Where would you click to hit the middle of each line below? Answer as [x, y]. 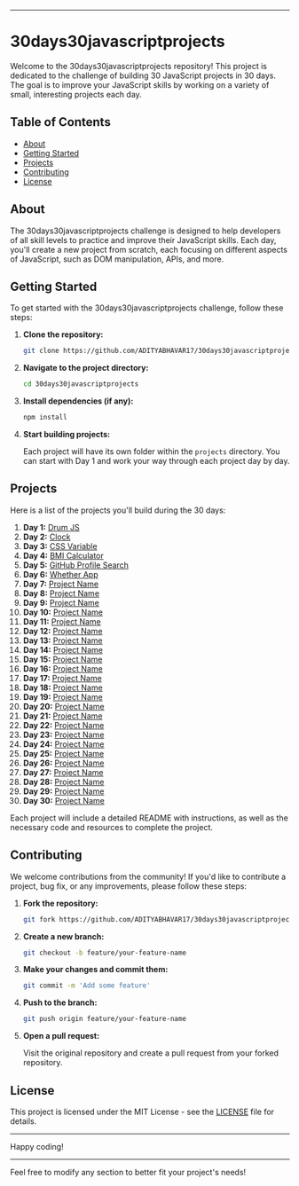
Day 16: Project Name [63, 668]
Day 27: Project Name [63, 772]
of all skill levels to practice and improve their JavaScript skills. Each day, [143, 240]
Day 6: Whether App [60, 574]
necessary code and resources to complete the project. [112, 827]
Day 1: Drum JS [51, 527]
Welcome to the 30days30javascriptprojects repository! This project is [138, 66]
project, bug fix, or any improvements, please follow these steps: [129, 886]
